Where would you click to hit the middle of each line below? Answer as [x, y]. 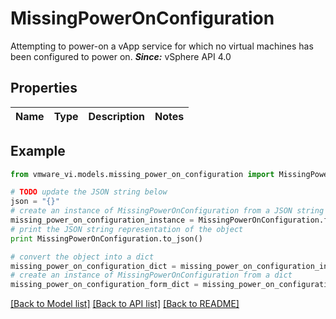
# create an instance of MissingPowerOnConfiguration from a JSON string [167, 211]
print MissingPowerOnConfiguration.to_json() [106, 238]
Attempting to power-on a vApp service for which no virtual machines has [162, 46]
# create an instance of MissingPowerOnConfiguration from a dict [151, 275]
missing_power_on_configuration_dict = [93, 266]
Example [38, 151]
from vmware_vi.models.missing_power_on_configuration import [142, 174]
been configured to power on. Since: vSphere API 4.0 [121, 56]
